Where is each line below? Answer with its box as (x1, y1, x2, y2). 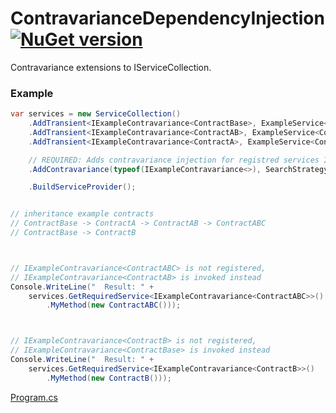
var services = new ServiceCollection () (10, 109, 182, 119)
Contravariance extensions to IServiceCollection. (10, 61, 212, 73)
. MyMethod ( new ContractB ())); (46, 373, 172, 383)
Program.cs (10, 391, 58, 403)
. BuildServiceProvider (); (28, 182, 137, 192)
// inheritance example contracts (10, 209, 155, 219)
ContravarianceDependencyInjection (10, 7, 325, 30)
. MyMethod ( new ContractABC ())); (46, 300, 182, 311)
